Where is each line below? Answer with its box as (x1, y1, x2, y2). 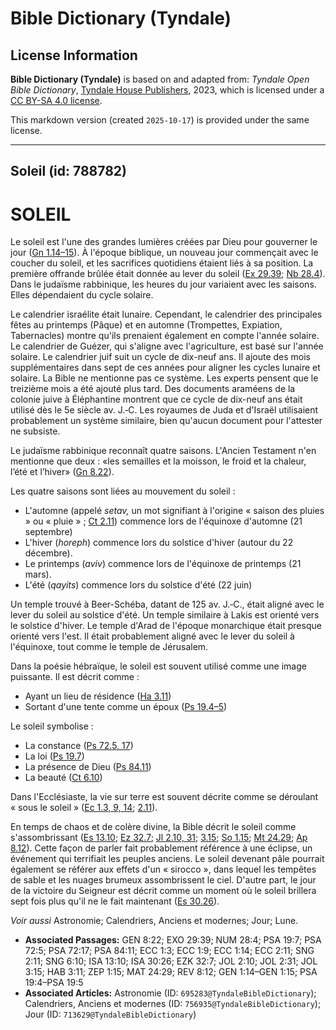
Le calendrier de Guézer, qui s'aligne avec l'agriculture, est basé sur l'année (10, 340, 324, 352)
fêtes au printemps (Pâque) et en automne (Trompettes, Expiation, (10, 319, 283, 331)
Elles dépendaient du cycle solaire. (10, 289, 154, 301)
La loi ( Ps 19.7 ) (24, 750, 85, 762)
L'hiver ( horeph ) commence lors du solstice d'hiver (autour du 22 (24, 537, 294, 549)
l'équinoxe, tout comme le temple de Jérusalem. (10, 641, 209, 653)
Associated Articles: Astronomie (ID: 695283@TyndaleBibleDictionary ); (24, 987, 317, 999)
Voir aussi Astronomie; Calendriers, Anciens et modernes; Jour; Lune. (10, 915, 299, 927)
